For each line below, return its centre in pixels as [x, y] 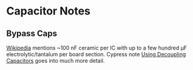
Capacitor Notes [49, 11]
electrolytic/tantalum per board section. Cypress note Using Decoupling [96, 54]
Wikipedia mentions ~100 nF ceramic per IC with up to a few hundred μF [96, 48]
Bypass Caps [32, 33]
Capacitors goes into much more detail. [56, 61]
